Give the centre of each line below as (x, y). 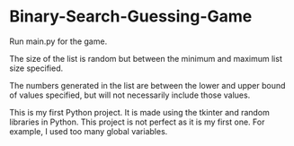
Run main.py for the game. (58, 41)
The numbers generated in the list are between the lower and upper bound (147, 85)
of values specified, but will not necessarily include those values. (130, 95)
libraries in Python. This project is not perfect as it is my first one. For (137, 122)
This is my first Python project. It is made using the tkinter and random (139, 112)
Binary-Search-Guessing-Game (131, 17)
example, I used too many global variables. (89, 131)
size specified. (36, 68)
